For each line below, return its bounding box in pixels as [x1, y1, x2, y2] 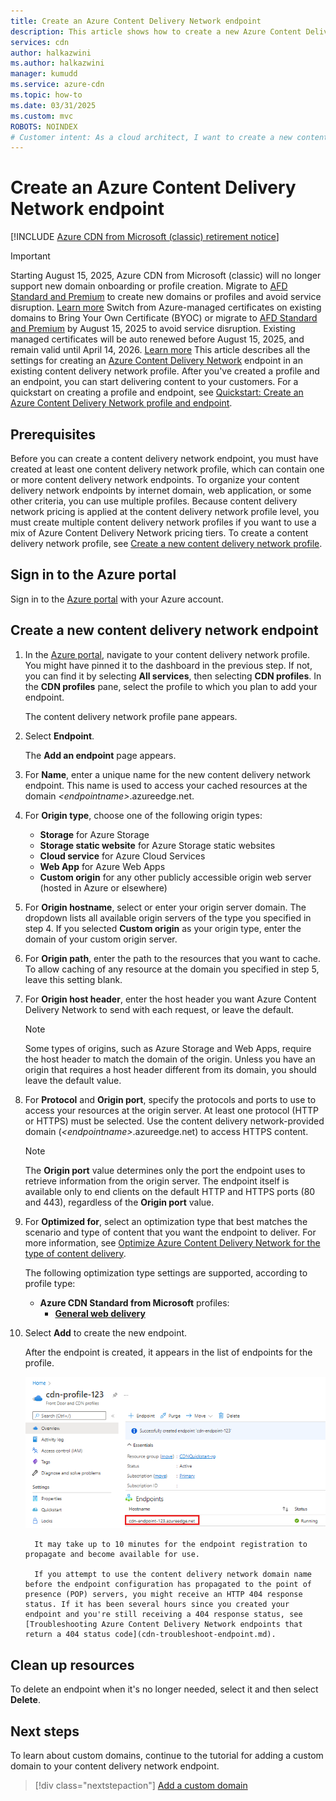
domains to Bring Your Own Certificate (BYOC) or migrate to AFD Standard [10, 312, 318, 324]
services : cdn [10, 37, 70, 47]
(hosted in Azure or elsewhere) [39, 881, 168, 894]
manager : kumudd [10, 69, 78, 79]
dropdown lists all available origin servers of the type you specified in [24, 911, 312, 924]
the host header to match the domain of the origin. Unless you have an [24, 1053, 316, 1065]
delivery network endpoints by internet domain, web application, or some [10, 485, 312, 496]
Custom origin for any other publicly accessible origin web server [39, 871, 312, 883]
